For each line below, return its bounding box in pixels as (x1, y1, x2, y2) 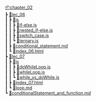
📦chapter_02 (5, 4, 33, 10)
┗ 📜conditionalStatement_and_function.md (5, 90, 91, 96)
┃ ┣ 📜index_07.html (5, 80, 43, 85)
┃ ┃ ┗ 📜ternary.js (5, 38, 39, 43)
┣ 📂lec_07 (5, 54, 25, 59)
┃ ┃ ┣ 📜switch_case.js (5, 33, 49, 38)
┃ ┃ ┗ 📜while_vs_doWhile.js (5, 74, 60, 80)
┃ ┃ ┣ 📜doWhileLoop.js (5, 64, 51, 69)
